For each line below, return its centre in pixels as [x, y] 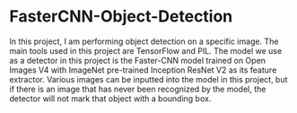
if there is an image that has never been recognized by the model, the [138, 89]
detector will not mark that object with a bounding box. [110, 98]
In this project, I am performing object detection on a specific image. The [144, 41]
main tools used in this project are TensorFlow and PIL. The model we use [146, 50]
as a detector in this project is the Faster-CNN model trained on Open [138, 60]
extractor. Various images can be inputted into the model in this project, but [148, 79]
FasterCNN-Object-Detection [121, 17]
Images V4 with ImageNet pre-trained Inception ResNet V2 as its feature [143, 70]
